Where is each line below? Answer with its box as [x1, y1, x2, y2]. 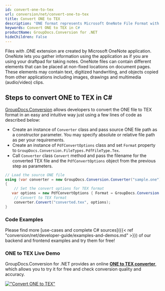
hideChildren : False [5, 35, 48, 40]
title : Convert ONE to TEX [5, 16, 60, 21]
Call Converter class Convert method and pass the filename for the [12, 153, 147, 159]
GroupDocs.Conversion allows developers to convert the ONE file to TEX [5, 106, 152, 112]
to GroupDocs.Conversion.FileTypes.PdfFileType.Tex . [12, 147, 120, 153]
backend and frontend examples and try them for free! [5, 238, 115, 243]
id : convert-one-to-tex [5, 7, 54, 12]
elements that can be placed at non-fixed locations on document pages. [5, 63, 151, 69]
